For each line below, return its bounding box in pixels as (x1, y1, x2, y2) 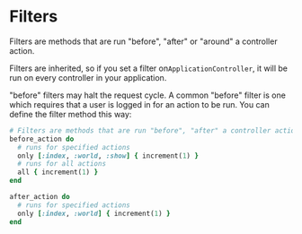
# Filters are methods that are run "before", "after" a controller (9, 126, 271, 135)
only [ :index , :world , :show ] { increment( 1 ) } (17, 151, 200, 160)
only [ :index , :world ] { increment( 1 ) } (17, 209, 171, 218)
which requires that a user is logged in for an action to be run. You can (9, 99, 270, 109)
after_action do (9, 193, 70, 202)
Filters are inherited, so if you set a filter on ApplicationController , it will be (9, 63, 288, 74)
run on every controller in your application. (9, 72, 167, 82)
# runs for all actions (17, 160, 106, 169)
